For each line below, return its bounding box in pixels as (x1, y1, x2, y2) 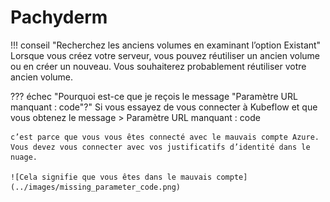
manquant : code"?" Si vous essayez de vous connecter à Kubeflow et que (10, 101, 318, 113)
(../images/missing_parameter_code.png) (10, 182, 182, 192)
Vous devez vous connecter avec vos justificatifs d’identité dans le (10, 142, 311, 152)
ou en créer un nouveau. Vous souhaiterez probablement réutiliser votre (10, 60, 307, 72)
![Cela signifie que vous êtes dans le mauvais (10, 172, 213, 182)
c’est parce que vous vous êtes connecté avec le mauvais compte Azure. (10, 132, 320, 142)
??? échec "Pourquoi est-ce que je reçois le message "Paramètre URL (10, 90, 298, 102)
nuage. (10, 152, 38, 162)
